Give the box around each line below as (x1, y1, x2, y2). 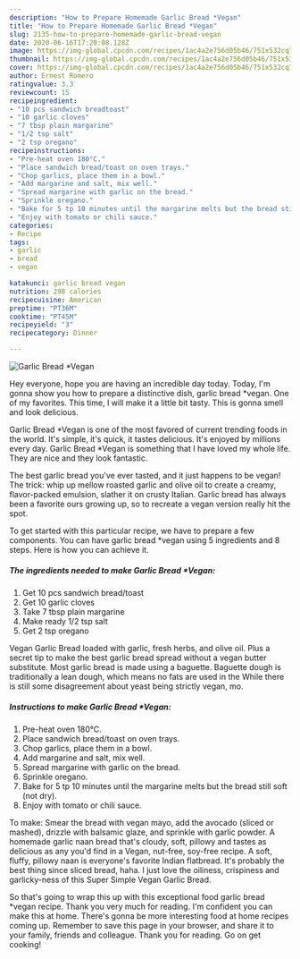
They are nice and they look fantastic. (9, 453, 148, 463)
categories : (9, 221, 54, 230)
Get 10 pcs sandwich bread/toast (21, 587, 145, 598)
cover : (9, 64, 34, 72)
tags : (9, 238, 29, 247)
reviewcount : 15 (9, 88, 70, 97)
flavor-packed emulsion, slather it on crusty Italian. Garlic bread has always (9, 489, 287, 499)
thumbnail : (9, 55, 50, 64)
